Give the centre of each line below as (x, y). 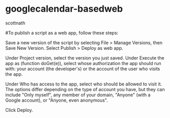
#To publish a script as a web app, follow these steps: (62, 33)
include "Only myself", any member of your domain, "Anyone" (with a (78, 95)
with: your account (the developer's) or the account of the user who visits (83, 69)
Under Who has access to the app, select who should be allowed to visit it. (84, 84)
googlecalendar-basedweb (64, 9)
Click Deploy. (19, 110)
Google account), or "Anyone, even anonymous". (57, 100)
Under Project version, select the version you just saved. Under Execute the (85, 58)
